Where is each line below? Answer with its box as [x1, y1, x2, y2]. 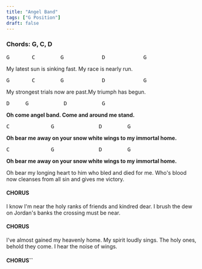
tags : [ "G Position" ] [6, 15, 61, 21]
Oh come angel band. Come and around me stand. [6, 111, 135, 118]
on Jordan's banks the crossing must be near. [6, 209, 121, 216]
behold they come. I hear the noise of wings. [6, 243, 118, 250]
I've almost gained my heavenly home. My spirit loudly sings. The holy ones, [6, 236, 197, 244]
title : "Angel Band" [6, 8, 59, 15]
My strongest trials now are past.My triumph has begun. [6, 88, 146, 96]
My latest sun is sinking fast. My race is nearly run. [6, 65, 133, 73]
